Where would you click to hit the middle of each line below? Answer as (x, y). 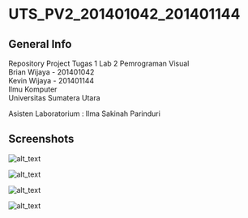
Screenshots (41, 139)
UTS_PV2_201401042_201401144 (124, 14)
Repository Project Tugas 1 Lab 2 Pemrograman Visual (99, 63)
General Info (40, 44)
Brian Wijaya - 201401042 (51, 72)
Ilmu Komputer (33, 89)
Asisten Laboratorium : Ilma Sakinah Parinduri (84, 113)
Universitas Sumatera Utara (54, 98)
